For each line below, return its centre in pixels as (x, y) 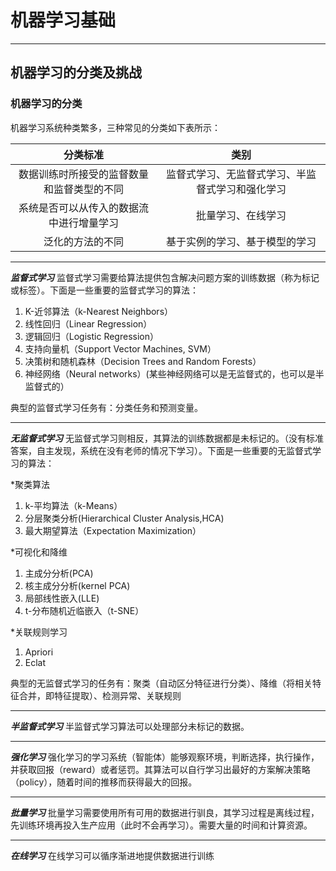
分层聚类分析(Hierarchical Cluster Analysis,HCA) (124, 518)
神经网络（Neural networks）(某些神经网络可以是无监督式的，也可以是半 (174, 373)
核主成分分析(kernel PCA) (77, 585)
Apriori (39, 652)
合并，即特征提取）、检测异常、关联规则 (100, 695)
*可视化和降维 (39, 552)
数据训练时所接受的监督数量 (83, 174)
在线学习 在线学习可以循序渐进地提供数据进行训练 (112, 855)
